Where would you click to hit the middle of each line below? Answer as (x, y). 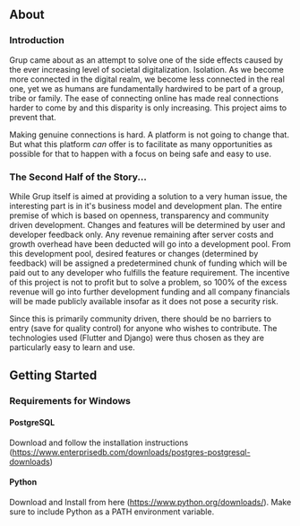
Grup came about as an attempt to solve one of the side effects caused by (146, 60)
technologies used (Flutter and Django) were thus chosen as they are (137, 338)
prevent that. (33, 117)
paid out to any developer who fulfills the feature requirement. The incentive (150, 272)
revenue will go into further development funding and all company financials (150, 292)
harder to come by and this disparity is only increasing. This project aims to (148, 108)
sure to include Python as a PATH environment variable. (112, 512)
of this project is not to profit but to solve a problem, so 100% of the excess (148, 282)
